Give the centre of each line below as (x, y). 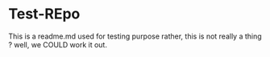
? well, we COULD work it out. (58, 44)
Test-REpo (44, 14)
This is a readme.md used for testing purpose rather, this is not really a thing (135, 36)
